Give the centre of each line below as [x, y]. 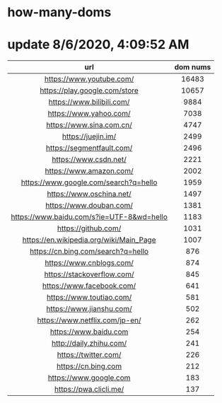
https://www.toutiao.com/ [89, 298]
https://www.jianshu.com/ [89, 309]
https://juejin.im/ [89, 136]
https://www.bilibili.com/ [89, 102]
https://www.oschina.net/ [89, 194]
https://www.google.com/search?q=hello [89, 182]
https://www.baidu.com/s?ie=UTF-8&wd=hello [89, 217]
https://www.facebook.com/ [89, 286]
